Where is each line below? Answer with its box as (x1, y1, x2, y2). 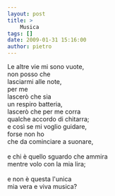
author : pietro (7, 43, 52, 50)
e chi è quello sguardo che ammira (7, 152, 108, 161)
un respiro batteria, (7, 100, 63, 108)
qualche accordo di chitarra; (7, 115, 90, 123)
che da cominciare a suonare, (7, 137, 94, 145)
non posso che (7, 70, 51, 78)
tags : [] (7, 30, 33, 37)
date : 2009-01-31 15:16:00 (7, 37, 87, 44)
